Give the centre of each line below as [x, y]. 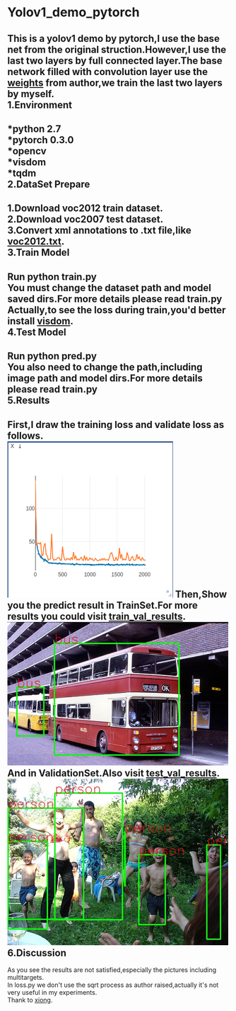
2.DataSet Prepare [49, 184]
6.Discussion [37, 953]
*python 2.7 [34, 129]
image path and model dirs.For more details [105, 379]
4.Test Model [37, 332]
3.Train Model [39, 253]
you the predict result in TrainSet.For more [102, 605]
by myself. [31, 94]
